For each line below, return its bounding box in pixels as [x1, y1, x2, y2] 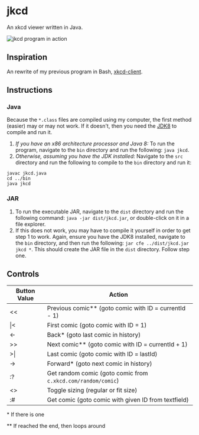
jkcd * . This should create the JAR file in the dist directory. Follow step [15, 245, 190, 252]
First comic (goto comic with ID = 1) [47, 321, 147, 329]
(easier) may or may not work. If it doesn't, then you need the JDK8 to [6, 122, 177, 129]
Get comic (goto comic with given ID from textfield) [47, 395, 189, 404]
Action [109, 290, 129, 298]
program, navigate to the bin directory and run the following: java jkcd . [15, 147, 190, 154]
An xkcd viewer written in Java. [6, 24, 83, 31]
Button [15, 287, 35, 295]
